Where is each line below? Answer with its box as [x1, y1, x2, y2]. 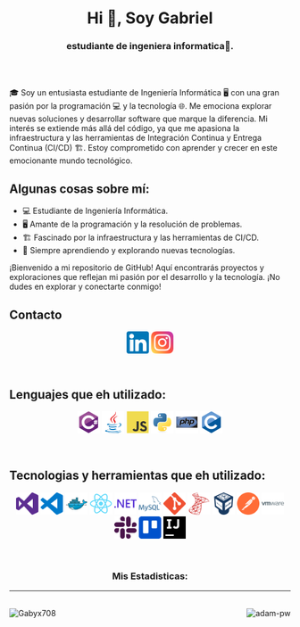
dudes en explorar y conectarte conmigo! [9, 281, 162, 293]
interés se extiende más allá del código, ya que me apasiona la [9, 123, 240, 134]
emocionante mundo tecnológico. [9, 155, 133, 166]
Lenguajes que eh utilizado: [9, 387, 167, 402]
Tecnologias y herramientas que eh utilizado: [9, 468, 266, 483]
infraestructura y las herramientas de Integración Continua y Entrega [9, 133, 262, 144]
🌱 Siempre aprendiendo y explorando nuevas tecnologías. [21, 245, 236, 256]
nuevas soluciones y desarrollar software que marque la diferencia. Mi [9, 113, 268, 124]
